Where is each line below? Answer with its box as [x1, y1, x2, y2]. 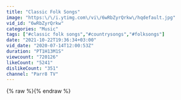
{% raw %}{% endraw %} [6, 87, 71, 95]
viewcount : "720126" [6, 54, 59, 60]
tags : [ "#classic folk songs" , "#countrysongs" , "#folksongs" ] [6, 32, 165, 38]
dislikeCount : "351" [6, 65, 59, 72]
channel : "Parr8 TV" [6, 71, 59, 77]
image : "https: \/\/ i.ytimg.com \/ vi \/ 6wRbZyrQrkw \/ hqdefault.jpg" [6, 15, 176, 21]
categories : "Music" [6, 25, 59, 32]
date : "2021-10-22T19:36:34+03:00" [6, 37, 97, 43]
